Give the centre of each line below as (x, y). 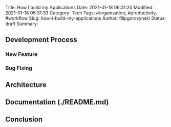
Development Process (41, 40)
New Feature (22, 54)
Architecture (26, 85)
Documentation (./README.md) (57, 102)
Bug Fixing (19, 68)
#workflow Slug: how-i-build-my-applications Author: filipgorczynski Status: (86, 18)
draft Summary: (22, 24)
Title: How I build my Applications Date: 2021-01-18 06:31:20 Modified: (80, 7)
